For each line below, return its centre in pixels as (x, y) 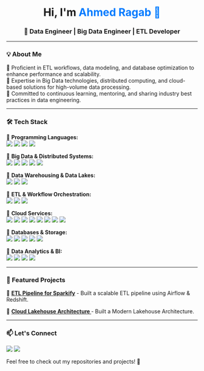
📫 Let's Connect (32, 333)
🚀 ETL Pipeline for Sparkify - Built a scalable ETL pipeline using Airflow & (98, 293)
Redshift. (17, 300)
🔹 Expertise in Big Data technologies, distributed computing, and (87, 80)
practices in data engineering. (44, 100)
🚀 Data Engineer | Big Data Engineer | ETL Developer (102, 32)
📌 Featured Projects (36, 280)
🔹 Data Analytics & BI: (34, 251)
